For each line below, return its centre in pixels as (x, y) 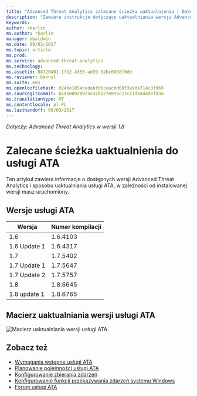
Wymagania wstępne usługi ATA (53, 362)
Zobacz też (27, 348)
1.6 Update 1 (27, 247)
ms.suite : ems (23, 83)
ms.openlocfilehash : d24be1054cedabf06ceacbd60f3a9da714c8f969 (85, 88)
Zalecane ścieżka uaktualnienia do (92, 150)
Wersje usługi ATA (40, 210)
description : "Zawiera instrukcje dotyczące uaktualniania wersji (89, 17)
